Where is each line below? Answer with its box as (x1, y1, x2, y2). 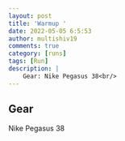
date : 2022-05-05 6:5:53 (8, 27, 92, 35)
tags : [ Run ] (8, 58, 48, 66)
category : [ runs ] (8, 49, 67, 58)
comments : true (8, 42, 60, 50)
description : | (8, 65, 60, 73)
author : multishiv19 (8, 34, 78, 43)
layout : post (8, 11, 52, 20)
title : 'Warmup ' (8, 19, 67, 28)
